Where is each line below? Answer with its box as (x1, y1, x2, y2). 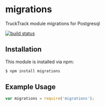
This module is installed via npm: (5, 59, 74, 65)
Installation (5, 45, 42, 54)
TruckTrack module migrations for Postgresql (5, 20, 100, 26)
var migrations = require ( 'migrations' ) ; (5, 96, 95, 101)
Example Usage (5, 83, 56, 91)
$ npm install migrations (5, 68, 60, 73)
